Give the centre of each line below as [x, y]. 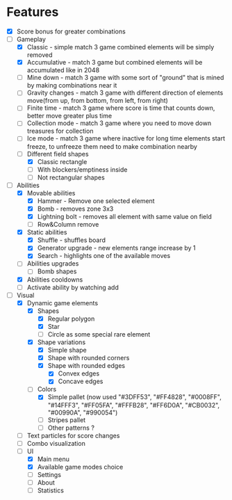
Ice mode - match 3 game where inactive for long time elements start [126, 138]
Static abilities [47, 232]
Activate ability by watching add [73, 287]
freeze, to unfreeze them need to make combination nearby [112, 146]
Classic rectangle [62, 161]
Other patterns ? [71, 428]
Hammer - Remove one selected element [96, 201]
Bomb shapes [57, 271]
